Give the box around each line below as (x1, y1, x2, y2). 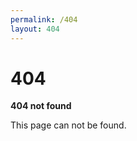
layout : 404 (10, 24, 60, 34)
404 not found (10, 100, 72, 112)
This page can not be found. (10, 119, 127, 131)
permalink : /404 (10, 14, 78, 25)
